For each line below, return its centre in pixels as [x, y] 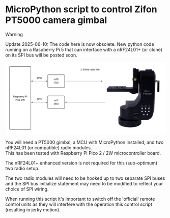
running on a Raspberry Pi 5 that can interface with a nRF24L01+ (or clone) [84, 49]
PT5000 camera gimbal [56, 20]
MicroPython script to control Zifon [81, 9]
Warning [14, 34]
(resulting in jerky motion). [33, 210]
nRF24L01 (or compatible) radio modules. [49, 148]
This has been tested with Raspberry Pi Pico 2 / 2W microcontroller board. [83, 153]
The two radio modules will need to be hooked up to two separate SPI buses [85, 178]
